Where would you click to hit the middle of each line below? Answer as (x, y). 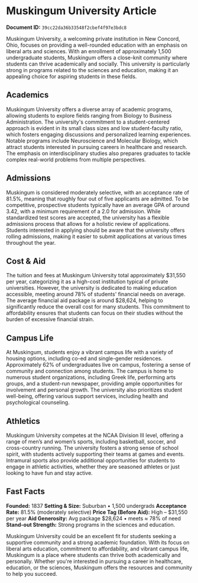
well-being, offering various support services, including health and (87, 396)
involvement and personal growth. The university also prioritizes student (94, 390)
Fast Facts (26, 492)
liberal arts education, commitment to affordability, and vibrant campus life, (98, 549)
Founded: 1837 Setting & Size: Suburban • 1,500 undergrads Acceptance (96, 506)
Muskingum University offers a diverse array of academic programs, (89, 109)
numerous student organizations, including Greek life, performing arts (91, 377)
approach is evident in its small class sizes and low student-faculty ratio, (95, 128)
